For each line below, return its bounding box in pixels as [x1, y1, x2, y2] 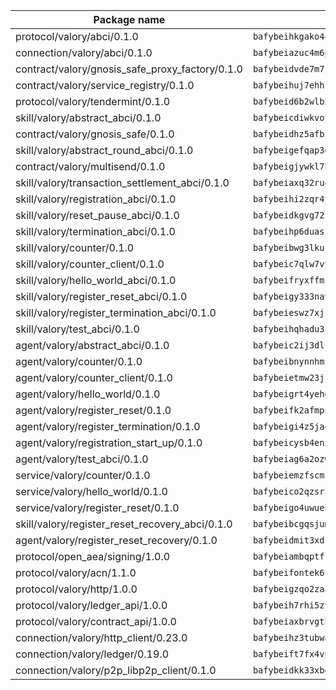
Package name [93, 13, 166, 26]
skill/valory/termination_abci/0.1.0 [15, 225, 176, 238]
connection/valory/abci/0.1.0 [15, 46, 153, 59]
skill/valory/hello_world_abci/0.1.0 [15, 274, 177, 287]
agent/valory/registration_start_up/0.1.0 [15, 436, 203, 449]
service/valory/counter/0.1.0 [15, 469, 151, 482]
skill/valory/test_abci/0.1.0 [15, 322, 140, 336]
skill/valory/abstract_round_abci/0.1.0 [15, 144, 194, 157]
